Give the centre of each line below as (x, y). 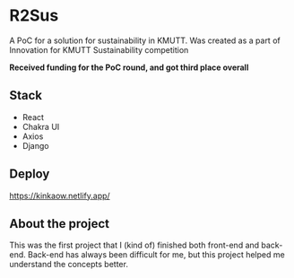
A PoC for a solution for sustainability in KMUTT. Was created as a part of (145, 40)
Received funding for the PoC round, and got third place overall (129, 67)
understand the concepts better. (69, 265)
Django (35, 145)
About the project (60, 224)
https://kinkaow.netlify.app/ (60, 195)
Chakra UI (41, 126)
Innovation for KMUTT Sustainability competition (99, 49)
